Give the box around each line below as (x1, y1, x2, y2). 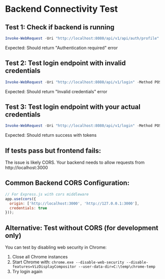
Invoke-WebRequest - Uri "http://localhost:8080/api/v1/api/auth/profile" (5, 36, 160, 41)
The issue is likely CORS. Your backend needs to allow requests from (5, 159, 145, 165)
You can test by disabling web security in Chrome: (5, 244, 107, 251)
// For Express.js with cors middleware (5, 192, 89, 197)
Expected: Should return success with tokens (5, 132, 97, 138)
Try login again (12, 269, 43, 275)
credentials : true (9, 205, 48, 210)
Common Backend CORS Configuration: (5, 179, 130, 187)
